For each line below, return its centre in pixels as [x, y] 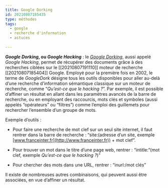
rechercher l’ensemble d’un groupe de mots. [51, 110]
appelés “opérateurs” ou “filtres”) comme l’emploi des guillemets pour [77, 105]
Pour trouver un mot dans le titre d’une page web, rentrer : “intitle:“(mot [86, 150]
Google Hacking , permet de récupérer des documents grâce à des [74, 62]
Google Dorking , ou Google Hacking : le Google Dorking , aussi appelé [78, 57]
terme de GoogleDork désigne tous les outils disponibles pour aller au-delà [83, 78]
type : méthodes [21, 19]
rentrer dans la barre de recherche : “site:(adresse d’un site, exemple [83, 135]
